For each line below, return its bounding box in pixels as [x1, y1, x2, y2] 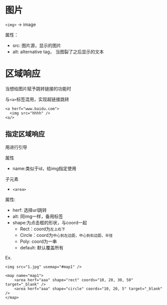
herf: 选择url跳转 [12, 207, 47, 213]
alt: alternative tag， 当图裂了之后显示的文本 [12, 49, 104, 55]
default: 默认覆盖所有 [20, 244, 64, 250]
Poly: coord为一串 [20, 238, 57, 244]
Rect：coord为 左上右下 [20, 226, 66, 232]
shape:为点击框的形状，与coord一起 [12, 219, 87, 225]
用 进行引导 [5, 144, 28, 150]
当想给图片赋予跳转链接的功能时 [5, 86, 71, 92]
